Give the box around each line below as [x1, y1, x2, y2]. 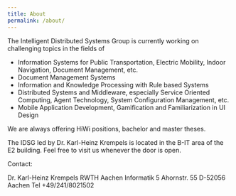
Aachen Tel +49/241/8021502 [7, 180, 95, 189]
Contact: [7, 159, 33, 168]
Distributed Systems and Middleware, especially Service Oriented [17, 88, 210, 97]
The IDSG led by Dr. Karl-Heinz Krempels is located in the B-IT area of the [7, 138, 224, 146]
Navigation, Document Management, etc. [17, 65, 139, 74]
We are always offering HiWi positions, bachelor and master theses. [7, 124, 206, 133]
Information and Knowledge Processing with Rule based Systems [17, 80, 209, 89]
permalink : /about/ [7, 17, 65, 24]
